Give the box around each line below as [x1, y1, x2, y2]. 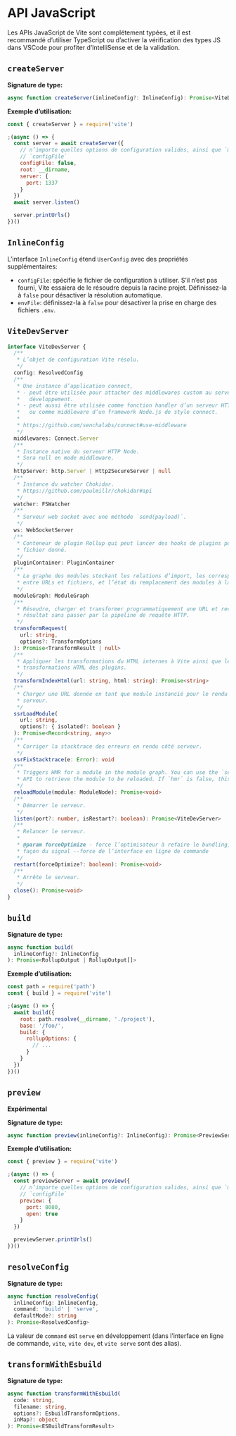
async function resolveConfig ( [7, 1292, 99, 1300]
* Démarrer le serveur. [16, 802, 86, 809]
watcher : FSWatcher [13, 501, 71, 508]
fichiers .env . [17, 305, 56, 314]
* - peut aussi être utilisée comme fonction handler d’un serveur [16, 402, 218, 410]
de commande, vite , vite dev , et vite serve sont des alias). [7, 1339, 182, 1348]
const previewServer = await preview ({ [13, 1177, 131, 1185]
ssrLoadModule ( [13, 710, 58, 717]
